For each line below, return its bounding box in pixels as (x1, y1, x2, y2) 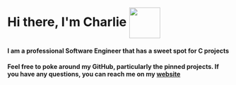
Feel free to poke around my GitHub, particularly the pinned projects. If (7, 63, 219, 71)
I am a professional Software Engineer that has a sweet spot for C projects (7, 46, 230, 55)
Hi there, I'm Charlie (7, 14, 127, 30)
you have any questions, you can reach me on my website (7, 70, 181, 79)
